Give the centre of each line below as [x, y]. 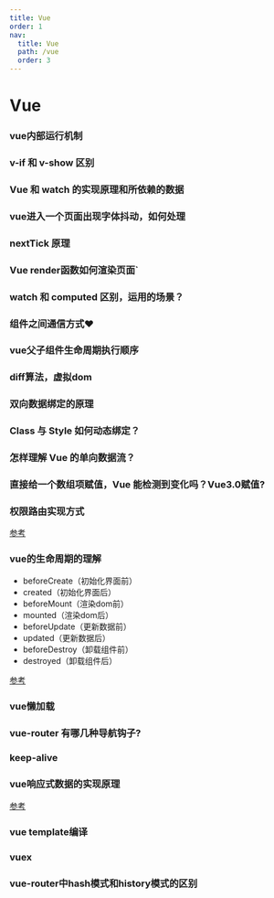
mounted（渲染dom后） [68, 615]
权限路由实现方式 [47, 511]
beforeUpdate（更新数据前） [77, 626]
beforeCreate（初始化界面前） [79, 581]
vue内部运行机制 [46, 136]
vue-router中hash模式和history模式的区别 [104, 883]
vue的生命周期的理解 [56, 559]
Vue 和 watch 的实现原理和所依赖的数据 [97, 189]
